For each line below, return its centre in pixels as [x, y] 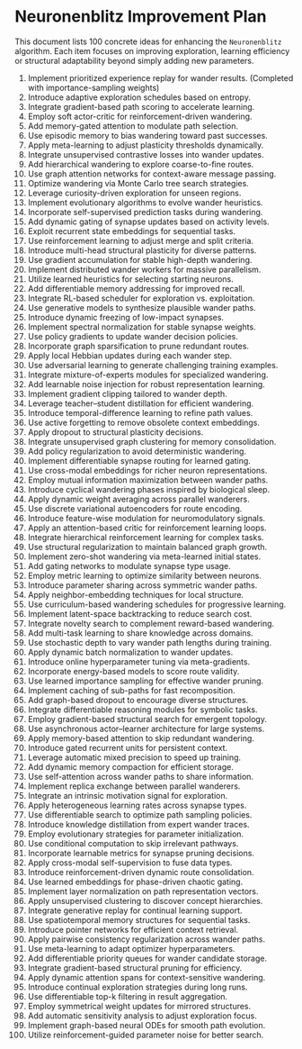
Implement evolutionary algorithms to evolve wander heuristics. [145, 202]
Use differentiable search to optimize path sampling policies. [140, 814]
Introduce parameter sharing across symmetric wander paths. [142, 585]
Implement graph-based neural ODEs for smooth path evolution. [147, 1025]
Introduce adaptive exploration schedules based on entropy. [139, 97]
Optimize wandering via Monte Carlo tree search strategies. [138, 183]
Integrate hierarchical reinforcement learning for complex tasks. [146, 537]
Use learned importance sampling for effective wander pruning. [146, 681]
